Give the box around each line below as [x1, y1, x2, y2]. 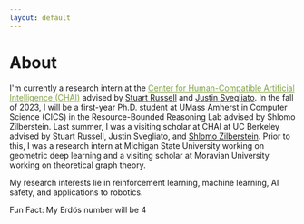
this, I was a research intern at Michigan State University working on [9, 140, 265, 151]
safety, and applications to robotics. [9, 187, 143, 198]
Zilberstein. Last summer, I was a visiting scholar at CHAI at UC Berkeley [9, 121, 279, 131]
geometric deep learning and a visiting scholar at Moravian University [9, 150, 270, 161]
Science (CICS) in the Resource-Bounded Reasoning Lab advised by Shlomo [9, 111, 296, 122]
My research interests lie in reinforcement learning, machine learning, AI [9, 177, 279, 188]
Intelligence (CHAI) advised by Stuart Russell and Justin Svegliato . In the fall [9, 92, 294, 102]
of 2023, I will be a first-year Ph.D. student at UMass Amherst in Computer [9, 102, 288, 112]
